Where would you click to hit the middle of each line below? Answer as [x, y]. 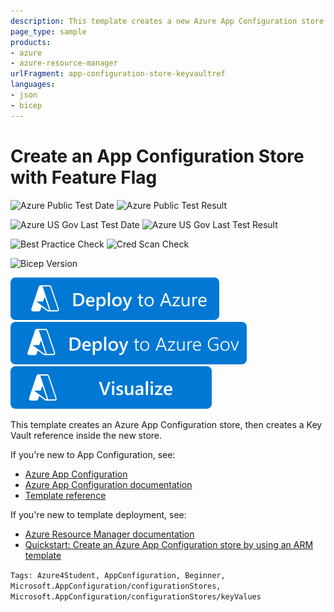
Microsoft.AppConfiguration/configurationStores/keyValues [136, 596]
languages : [33, 85]
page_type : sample [48, 31]
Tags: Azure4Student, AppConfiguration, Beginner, [118, 575]
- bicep [26, 105]
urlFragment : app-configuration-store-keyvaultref [118, 74]
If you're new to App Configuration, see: [93, 454]
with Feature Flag [84, 177]
